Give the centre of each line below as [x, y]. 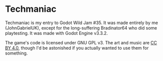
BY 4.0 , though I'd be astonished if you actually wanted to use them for [77, 48]
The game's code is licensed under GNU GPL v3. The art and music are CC [81, 42]
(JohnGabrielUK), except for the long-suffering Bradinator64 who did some [81, 28]
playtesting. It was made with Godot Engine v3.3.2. [56, 33]
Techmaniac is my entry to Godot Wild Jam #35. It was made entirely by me [81, 23]
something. [16, 53]
